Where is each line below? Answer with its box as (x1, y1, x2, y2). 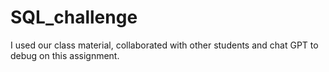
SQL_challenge (10, 6, 138, 29)
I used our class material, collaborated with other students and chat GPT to (10, 39, 319, 51)
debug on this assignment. (10, 49, 120, 61)
